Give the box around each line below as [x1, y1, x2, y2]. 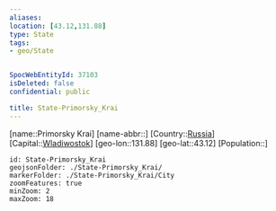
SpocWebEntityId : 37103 [9, 71, 99, 80]
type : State [9, 30, 54, 39]
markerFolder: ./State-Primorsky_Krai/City [9, 171, 175, 180]
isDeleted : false [9, 79, 75, 88]
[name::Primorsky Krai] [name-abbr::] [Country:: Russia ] [9, 127, 216, 139]
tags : [9, 38, 30, 48]
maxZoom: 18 [9, 194, 54, 203]
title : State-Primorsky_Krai [9, 103, 119, 112]
